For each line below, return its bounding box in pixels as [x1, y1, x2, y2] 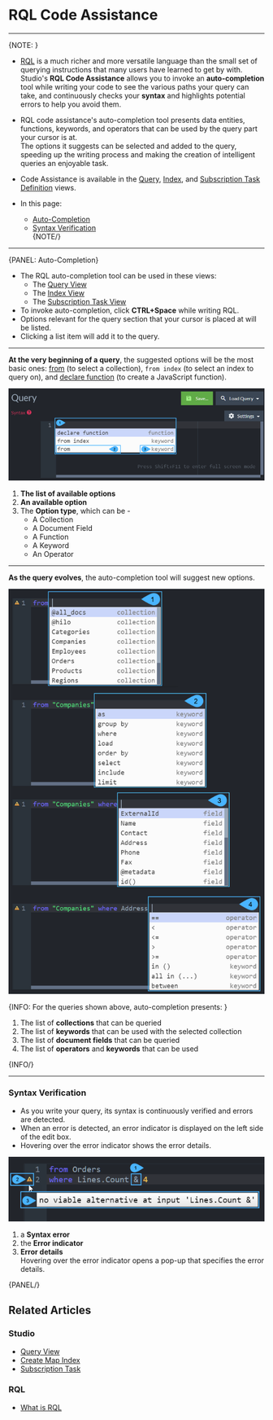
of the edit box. [19, 1132, 71, 1142]
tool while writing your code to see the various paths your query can [19, 81, 249, 91]
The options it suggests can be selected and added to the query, [19, 141, 237, 151]
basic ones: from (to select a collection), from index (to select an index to [8, 363, 254, 373]
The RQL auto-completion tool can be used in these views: [19, 270, 217, 280]
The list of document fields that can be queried [19, 1035, 180, 1045]
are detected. [19, 1114, 66, 1124]
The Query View [32, 279, 87, 289]
